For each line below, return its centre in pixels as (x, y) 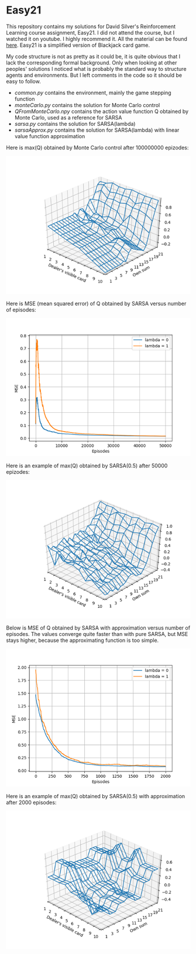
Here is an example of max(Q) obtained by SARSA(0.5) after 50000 (87, 466)
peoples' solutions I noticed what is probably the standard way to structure (96, 69)
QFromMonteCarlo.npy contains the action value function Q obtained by (102, 111)
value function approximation (50, 136)
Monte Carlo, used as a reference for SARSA (68, 117)
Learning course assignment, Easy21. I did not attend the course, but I (90, 32)
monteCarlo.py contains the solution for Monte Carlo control (87, 105)
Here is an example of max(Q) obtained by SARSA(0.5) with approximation (96, 796)
